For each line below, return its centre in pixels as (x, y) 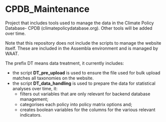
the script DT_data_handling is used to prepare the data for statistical (84, 83)
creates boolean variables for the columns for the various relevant (87, 110)
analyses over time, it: (35, 88)
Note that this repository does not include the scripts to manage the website (83, 43)
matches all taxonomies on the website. (53, 78)
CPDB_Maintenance (47, 9)
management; (34, 99)
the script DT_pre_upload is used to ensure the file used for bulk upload (86, 72)
